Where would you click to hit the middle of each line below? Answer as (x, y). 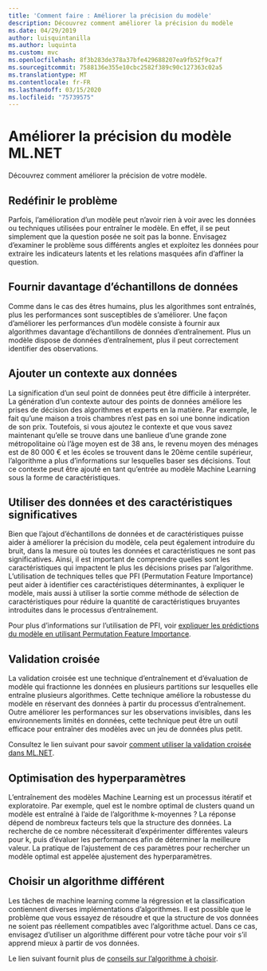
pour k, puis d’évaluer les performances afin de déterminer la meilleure (125, 840)
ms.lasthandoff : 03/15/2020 (55, 90)
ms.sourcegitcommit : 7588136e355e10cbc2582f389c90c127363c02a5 (116, 68)
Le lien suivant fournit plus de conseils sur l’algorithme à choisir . (113, 958)
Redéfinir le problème (63, 200)
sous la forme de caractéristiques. (65, 477)
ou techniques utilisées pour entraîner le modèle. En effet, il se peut (119, 228)
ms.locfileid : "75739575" (51, 97)
